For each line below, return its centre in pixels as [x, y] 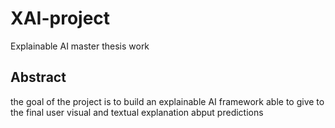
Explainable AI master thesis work [80, 46]
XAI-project [60, 18]
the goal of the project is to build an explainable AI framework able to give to [167, 101]
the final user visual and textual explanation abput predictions [137, 112]
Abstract [38, 77]
